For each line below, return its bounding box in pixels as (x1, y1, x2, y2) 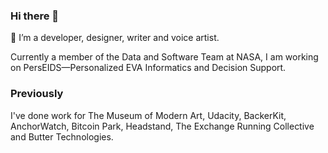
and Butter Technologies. (10, 130, 114, 143)
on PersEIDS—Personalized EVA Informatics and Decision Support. (10, 62, 287, 74)
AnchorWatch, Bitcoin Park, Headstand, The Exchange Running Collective (10, 120, 315, 132)
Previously (10, 87, 64, 101)
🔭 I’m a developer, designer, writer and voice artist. (10, 32, 220, 44)
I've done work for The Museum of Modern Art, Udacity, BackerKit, (10, 109, 287, 121)
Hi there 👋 (10, 9, 60, 23)
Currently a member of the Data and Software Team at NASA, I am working (10, 51, 319, 63)
